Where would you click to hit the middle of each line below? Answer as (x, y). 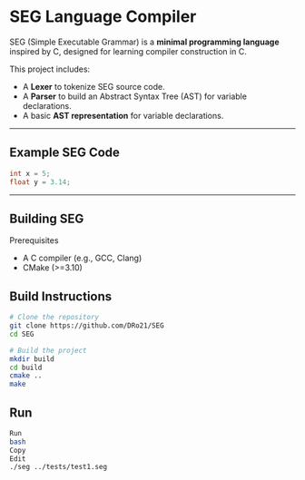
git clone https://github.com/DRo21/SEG (87, 326)
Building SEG (47, 218)
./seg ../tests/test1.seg (58, 467)
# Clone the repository (54, 318)
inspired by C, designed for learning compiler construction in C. (128, 51)
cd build (26, 367)
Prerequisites (34, 240)
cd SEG (22, 334)
